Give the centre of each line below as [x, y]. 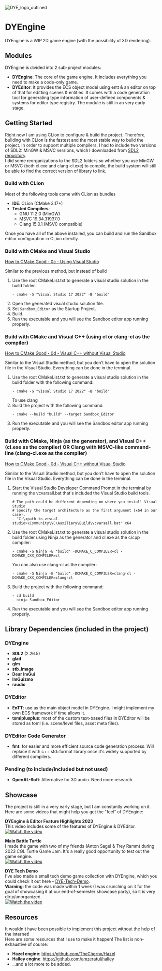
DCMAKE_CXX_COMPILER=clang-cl [43, 577]
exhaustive [16, 944]
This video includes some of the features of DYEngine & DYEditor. [71, 826]
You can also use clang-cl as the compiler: [54, 564]
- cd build [23, 595]
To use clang [25, 400]
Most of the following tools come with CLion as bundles [60, 194]
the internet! [17, 934]
